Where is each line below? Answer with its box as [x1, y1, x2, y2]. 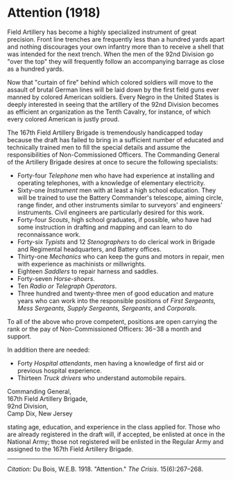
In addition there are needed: [7, 345, 90, 354]
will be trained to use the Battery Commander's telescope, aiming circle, [17, 193, 224, 202]
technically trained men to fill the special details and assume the [7, 143, 191, 151]
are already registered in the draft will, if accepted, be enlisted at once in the [7, 430, 225, 438]
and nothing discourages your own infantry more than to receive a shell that [7, 42, 224, 51]
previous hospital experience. [17, 366, 103, 375]
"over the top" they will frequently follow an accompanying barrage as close [7, 57, 225, 65]
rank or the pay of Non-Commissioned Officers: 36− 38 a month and [7, 325, 202, 333]
